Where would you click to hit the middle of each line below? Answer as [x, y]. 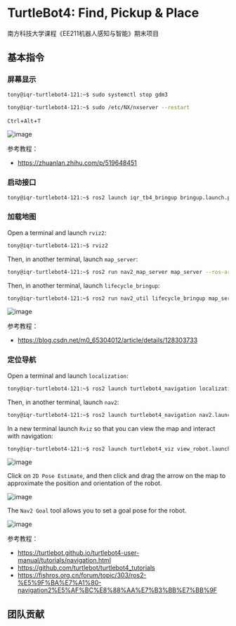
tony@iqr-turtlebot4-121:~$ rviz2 [58, 245]
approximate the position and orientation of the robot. [85, 483]
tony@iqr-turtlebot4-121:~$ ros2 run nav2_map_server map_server [105, 272]
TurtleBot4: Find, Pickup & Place [103, 13]
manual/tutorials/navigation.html [64, 561]
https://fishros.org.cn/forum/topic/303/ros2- [82, 575]
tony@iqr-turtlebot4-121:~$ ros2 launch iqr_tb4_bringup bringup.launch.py [120, 198]
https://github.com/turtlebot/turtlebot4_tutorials [86, 568]
